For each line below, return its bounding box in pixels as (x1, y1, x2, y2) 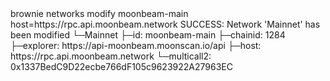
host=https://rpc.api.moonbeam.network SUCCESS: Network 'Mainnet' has (10, 18, 321, 30)
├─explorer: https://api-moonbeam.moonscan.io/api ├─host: (10, 40, 262, 51)
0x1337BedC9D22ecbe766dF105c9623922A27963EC (10, 61, 233, 72)
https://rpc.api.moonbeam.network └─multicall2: (10, 50, 212, 62)
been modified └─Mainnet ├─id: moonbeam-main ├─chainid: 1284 (10, 29, 286, 41)
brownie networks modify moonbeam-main (10, 8, 189, 19)
